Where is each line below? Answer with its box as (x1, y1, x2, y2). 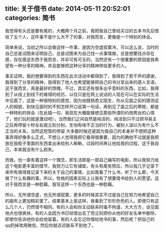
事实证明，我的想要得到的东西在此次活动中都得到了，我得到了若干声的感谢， (5, 73, 159, 79)
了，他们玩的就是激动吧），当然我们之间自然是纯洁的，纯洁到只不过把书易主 (5, 116, 157, 121)
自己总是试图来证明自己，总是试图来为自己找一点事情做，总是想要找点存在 (5, 50, 155, 56)
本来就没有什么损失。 (13, 146, 57, 152)
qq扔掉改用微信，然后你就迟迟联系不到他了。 (5, 222, 96, 228)
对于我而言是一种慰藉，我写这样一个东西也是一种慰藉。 (5, 181, 116, 187)
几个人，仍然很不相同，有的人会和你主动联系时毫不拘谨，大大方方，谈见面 (9, 204, 159, 210)
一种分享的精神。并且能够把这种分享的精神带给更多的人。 (13, 63, 129, 69)
